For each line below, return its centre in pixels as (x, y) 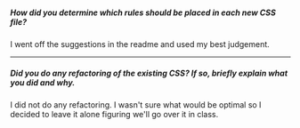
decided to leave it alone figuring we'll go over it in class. (114, 114)
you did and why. (43, 82)
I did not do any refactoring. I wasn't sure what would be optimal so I (136, 104)
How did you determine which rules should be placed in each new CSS (143, 12)
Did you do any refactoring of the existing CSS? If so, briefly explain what (149, 73)
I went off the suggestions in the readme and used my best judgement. (140, 44)
